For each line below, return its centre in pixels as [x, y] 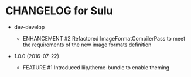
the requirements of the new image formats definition [87, 45]
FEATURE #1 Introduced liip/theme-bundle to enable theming [96, 67]
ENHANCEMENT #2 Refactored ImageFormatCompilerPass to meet [104, 38]
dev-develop [29, 27]
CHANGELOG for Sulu [59, 11]
